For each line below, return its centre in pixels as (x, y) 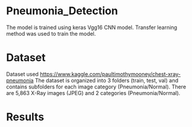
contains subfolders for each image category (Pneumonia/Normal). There (96, 87)
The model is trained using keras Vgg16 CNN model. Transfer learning (92, 27)
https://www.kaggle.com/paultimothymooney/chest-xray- (110, 74)
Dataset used (22, 74)
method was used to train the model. (51, 33)
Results (25, 117)
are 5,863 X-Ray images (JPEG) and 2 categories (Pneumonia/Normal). (93, 93)
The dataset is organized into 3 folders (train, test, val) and (107, 80)
